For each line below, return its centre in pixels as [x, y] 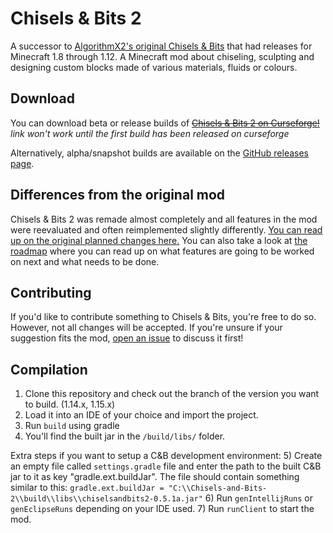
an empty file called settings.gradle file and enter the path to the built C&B [166, 466]
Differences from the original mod [118, 195]
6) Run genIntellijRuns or [258, 498]
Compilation [49, 369]
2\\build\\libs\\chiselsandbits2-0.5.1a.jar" [106, 499]
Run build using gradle [72, 426]
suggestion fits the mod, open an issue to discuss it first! [127, 338]
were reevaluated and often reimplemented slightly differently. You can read [166, 229]
